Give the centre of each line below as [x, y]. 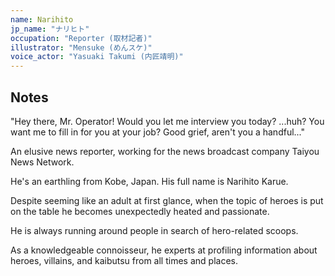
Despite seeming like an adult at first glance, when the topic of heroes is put [167, 200]
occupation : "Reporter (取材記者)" [81, 38]
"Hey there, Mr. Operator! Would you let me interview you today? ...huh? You [167, 121]
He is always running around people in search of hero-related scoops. [154, 230]
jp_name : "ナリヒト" [50, 29]
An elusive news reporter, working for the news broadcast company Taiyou [165, 151]
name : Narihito [42, 19]
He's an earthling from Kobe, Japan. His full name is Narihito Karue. [149, 181]
